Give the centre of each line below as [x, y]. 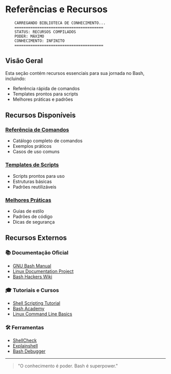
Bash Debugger [29, 351]
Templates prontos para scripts [45, 94]
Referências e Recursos [56, 9]
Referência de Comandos [37, 130]
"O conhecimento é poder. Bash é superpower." [68, 366]
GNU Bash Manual [32, 265]
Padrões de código [33, 217]
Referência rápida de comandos [46, 88]
